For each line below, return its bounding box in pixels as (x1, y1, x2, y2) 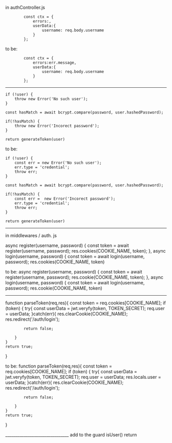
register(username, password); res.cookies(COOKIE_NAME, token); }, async (5, 248, 166, 254)
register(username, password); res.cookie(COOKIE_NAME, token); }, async (5, 274, 164, 280)
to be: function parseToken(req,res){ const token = (5, 363, 113, 369)
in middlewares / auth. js (5, 233, 57, 238)
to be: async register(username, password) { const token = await (5, 269, 142, 275)
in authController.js (5, 5, 45, 10)
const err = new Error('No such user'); (14, 160, 102, 165)
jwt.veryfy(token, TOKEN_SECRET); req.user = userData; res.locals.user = (5, 374, 161, 380)
